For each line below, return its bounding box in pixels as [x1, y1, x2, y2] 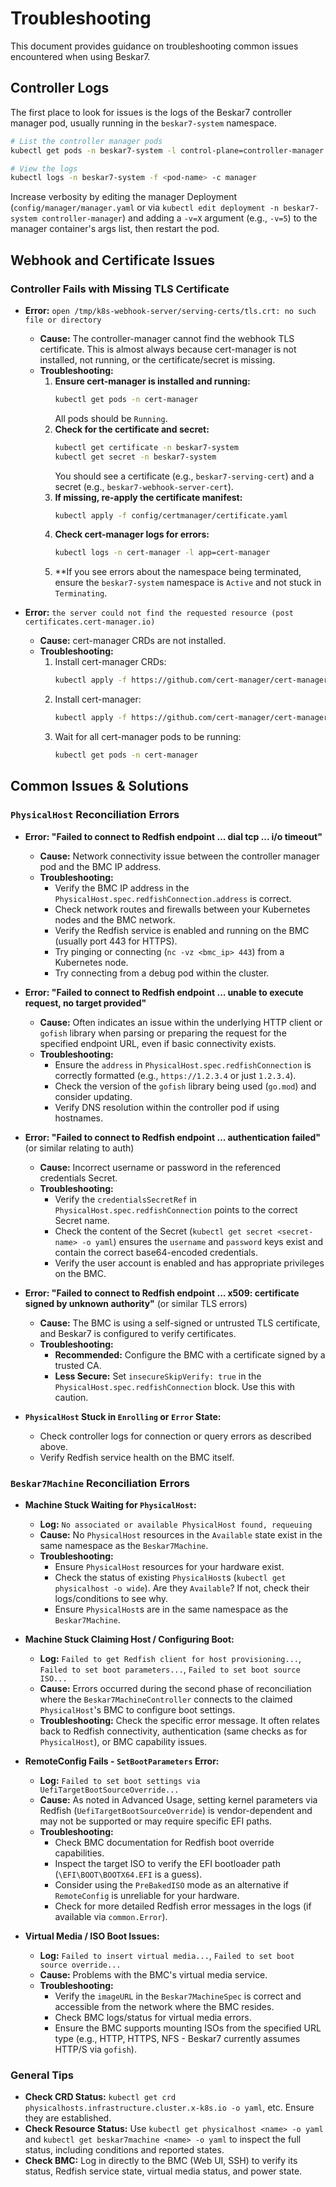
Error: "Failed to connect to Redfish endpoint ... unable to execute [24, 986, 304, 998]
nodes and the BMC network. [54, 913, 176, 926]
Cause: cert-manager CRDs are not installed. [39, 635, 227, 647]
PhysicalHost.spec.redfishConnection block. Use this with [54, 1380, 296, 1392]
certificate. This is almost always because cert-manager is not [39, 343, 297, 355]
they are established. [24, 2112, 112, 2124]
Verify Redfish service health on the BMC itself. [39, 1451, 235, 1463]
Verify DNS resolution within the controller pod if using [54, 1101, 280, 1113]
